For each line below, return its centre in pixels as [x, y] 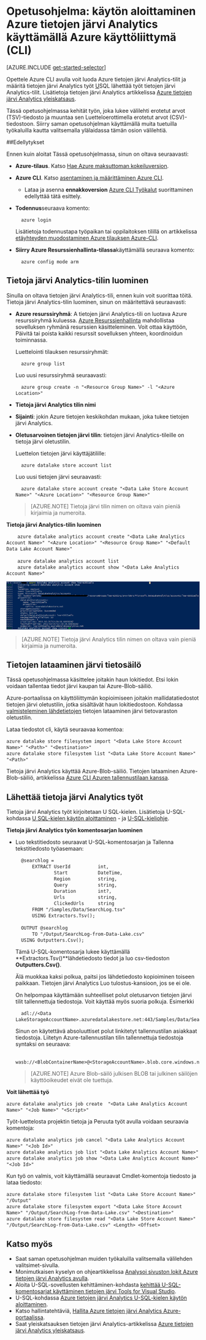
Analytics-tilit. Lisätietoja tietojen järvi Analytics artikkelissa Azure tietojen [99, 92]
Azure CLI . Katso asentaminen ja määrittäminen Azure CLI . [90, 178]
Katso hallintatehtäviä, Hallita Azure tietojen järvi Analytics [89, 1311]
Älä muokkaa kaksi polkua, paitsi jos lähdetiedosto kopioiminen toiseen [105, 977]
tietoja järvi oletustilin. [43, 441]
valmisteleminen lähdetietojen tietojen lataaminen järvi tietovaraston [92, 711]
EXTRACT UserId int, [70, 867]
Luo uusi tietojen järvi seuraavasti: [58, 477]
